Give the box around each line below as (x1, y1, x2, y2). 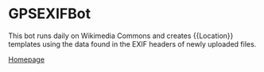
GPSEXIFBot (8, 5, 91, 23)
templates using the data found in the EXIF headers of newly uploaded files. (8, 39, 257, 48)
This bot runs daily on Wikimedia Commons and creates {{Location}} (8, 31, 234, 40)
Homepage (8, 55, 45, 64)
